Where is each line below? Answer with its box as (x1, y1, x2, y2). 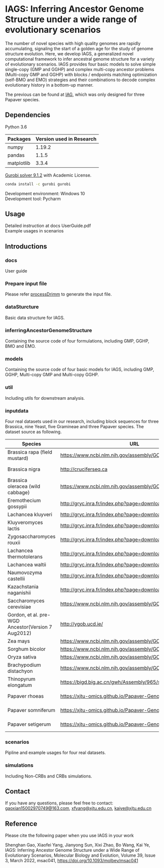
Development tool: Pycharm (5, 196, 61, 202)
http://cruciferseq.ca (60, 466, 108, 473)
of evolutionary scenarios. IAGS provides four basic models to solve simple (5, 61, 156, 67)
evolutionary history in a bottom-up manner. (5, 82, 94, 88)
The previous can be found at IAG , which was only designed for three (5, 91, 145, 97)
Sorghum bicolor (7, 645, 46, 652)
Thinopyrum (7, 675, 36, 682)
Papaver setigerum (7, 721, 51, 728)
